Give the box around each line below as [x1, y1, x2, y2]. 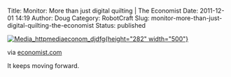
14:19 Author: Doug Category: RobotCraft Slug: [15, 14, 150, 22]
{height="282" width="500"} [104, 35, 189, 43]
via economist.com [7, 49, 62, 56]
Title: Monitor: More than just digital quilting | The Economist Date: [7, 7, 199, 15]
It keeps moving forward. [7, 62, 80, 69]
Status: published [95, 22, 146, 29]
